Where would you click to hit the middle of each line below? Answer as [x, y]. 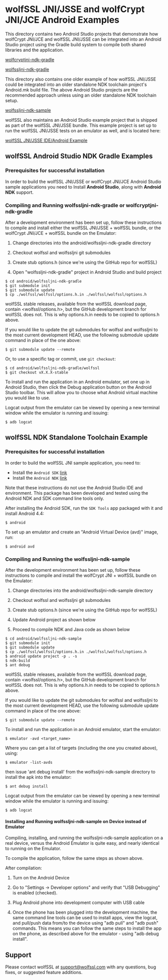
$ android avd [20, 547]
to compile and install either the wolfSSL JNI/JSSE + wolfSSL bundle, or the [83, 228]
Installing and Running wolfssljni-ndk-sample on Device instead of [76, 821]
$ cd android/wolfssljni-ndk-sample [43, 639]
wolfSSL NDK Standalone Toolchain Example [76, 438]
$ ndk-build [18, 660]
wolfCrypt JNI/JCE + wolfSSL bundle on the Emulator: [61, 233]
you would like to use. [28, 398]
